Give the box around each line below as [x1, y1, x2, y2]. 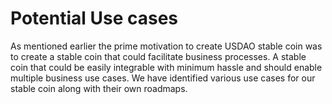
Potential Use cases [10, 7, 179, 30]
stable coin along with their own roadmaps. [10, 82, 188, 94]
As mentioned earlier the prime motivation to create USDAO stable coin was [10, 40, 323, 52]
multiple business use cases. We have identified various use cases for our [10, 72, 316, 84]
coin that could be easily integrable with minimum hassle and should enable [10, 61, 323, 73]
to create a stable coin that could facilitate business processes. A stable [10, 50, 307, 62]
